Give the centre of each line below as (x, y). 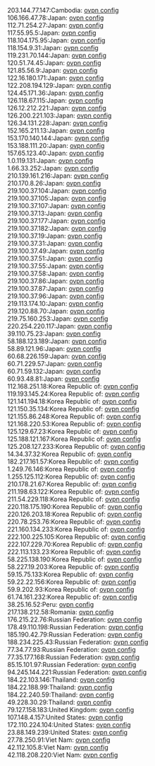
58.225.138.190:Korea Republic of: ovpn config (75, 559)
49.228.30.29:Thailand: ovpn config (60, 702)
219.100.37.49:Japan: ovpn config (56, 251)
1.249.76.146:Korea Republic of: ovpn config (71, 469)
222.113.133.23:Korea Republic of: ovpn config (74, 552)
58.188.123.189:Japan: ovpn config (57, 341)
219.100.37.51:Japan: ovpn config (55, 258)
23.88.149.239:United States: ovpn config (68, 732)
